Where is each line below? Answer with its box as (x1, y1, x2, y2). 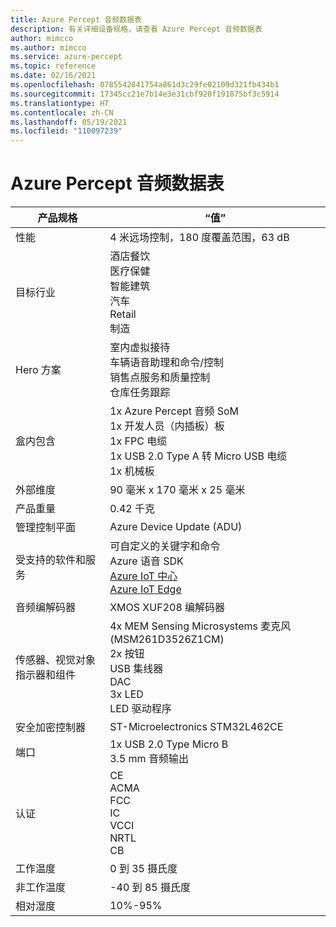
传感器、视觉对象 (15, 653, 97, 667)
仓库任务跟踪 (109, 386, 171, 400)
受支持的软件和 (15, 553, 87, 567)
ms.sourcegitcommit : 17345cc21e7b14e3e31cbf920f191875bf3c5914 (10, 89, 280, 99)
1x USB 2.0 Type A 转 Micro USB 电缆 (109, 449, 288, 463)
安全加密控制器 (15, 721, 87, 735)
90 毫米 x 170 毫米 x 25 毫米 (109, 483, 246, 497)
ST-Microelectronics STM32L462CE (109, 720, 284, 734)
